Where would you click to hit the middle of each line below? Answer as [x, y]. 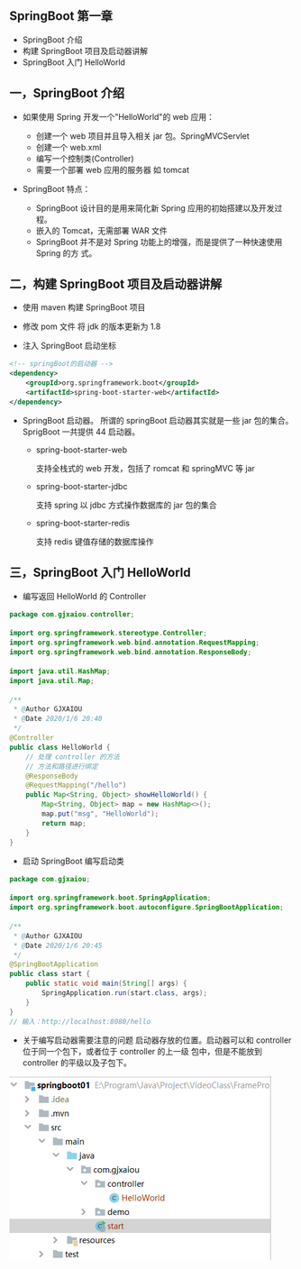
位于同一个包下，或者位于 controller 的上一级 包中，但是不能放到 [142, 1051]
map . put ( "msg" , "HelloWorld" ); [100, 814]
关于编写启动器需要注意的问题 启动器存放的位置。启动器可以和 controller [157, 1040]
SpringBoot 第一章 [61, 16]
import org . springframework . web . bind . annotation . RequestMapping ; [134, 643]
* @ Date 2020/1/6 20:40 [58, 719]
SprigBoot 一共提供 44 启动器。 [81, 432]
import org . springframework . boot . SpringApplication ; [110, 898]
